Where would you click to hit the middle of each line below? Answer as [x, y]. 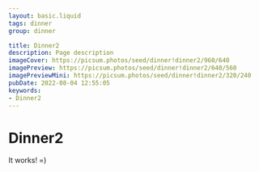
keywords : [25, 90]
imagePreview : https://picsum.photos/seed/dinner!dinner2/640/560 [123, 68]
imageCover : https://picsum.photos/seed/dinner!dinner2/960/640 [119, 61]
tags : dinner [30, 23]
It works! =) [28, 160]
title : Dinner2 [34, 45]
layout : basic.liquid [45, 16]
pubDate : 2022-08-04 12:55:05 [59, 83]
